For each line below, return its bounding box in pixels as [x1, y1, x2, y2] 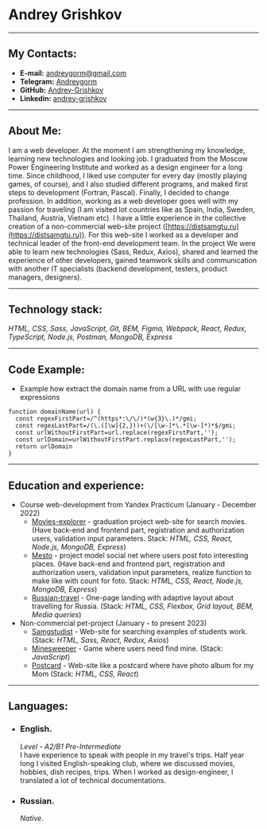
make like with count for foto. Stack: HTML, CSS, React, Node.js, [31, 576, 244, 585]
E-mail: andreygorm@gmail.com [19, 68, 127, 77]
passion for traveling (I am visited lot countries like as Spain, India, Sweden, [8, 205, 256, 214]
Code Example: [8, 362, 85, 376]
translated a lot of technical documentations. [19, 775, 167, 785]
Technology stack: [8, 303, 103, 316]
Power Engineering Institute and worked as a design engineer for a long [8, 162, 243, 172]
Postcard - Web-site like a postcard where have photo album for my [31, 661, 254, 670]
